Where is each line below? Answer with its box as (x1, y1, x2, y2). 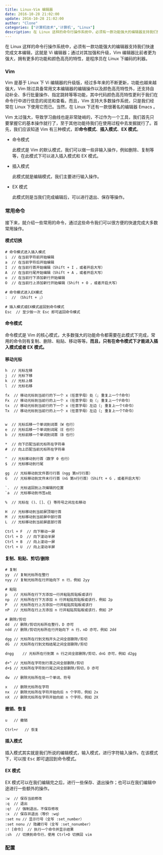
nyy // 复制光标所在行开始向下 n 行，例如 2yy (5, 578, 90, 582)
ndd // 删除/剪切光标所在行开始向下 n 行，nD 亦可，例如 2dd (5, 628, 116, 632)
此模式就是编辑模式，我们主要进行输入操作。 (12, 174, 102, 179)
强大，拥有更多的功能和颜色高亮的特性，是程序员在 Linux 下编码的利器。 (5, 56, 150, 61)
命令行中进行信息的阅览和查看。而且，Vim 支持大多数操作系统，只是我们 (5, 98, 150, 104)
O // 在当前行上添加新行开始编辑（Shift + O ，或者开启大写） (5, 280, 120, 285)
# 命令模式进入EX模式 (5, 290, 43, 295)
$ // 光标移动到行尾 (5, 462, 44, 467)
